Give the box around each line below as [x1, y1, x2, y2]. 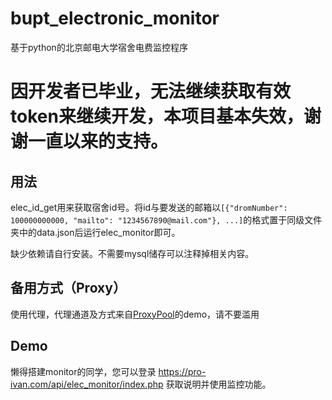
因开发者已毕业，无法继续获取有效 [10, 80, 292, 103]
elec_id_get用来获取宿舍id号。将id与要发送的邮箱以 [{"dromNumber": [10, 201, 288, 213]
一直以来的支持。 [28, 130, 169, 153]
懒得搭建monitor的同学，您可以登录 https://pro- [10, 365, 207, 377]
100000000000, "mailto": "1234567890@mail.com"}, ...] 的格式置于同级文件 [10, 213, 323, 226]
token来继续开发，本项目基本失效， [10, 105, 304, 128]
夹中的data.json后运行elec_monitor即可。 [10, 226, 181, 238]
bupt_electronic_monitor [10, 7, 220, 30]
